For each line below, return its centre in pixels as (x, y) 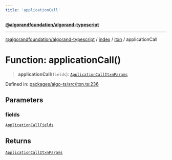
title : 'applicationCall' (33, 10)
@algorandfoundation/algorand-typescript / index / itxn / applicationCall (81, 39)
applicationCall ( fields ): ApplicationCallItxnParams (73, 74)
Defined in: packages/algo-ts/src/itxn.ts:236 (52, 84)
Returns (18, 141)
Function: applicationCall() (63, 60)
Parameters (24, 100)
